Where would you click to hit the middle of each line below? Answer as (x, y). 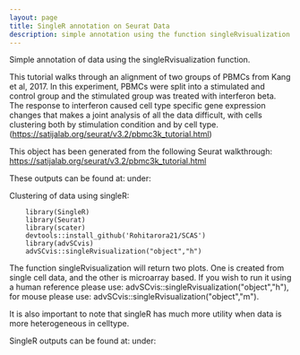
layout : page (34, 17)
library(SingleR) (58, 212)
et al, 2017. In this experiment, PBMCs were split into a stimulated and (137, 87)
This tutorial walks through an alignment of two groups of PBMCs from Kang (150, 77)
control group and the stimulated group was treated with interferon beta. (143, 96)
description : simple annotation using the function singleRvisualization (150, 34)
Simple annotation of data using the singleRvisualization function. (130, 60)
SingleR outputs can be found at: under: (83, 341)
